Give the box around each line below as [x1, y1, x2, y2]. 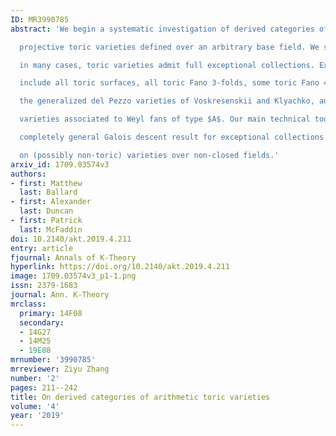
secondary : [19, 317, 65, 328]
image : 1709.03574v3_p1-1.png [10, 271, 137, 281]
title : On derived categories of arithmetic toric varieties [10, 392, 271, 402]
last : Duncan [19, 206, 74, 216]
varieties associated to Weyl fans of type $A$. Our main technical [19, 114, 311, 125]
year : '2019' [10, 411, 65, 421]
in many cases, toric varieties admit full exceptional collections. [19, 60, 315, 70]
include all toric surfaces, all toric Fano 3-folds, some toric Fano [19, 78, 320, 88]
